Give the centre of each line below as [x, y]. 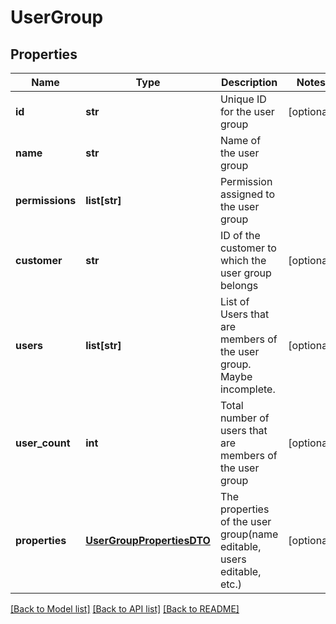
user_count [43, 443]
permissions [46, 200]
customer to [248, 248]
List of [234, 301]
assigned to [247, 194]
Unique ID [243, 99]
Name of [240, 140]
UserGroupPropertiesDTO [148, 540]
